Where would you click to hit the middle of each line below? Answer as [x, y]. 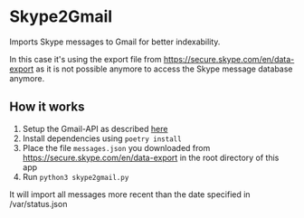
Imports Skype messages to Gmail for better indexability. [115, 42]
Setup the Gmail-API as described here [95, 128]
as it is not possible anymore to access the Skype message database [164, 69]
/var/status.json [38, 204]
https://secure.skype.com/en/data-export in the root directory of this [151, 157]
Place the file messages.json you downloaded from [116, 147]
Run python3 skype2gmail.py [76, 176]
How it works [47, 107]
